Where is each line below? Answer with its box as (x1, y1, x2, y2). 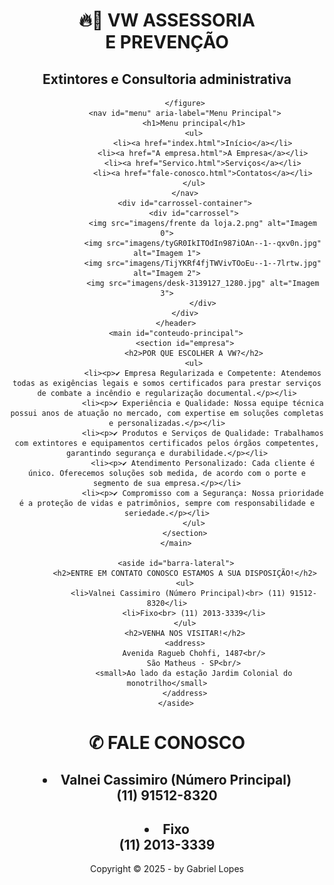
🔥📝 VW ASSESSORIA (78, 9, 256, 32)
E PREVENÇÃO (105, 31, 229, 54)
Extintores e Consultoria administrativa (42, 70, 292, 88)
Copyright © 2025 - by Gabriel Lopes (90, 863, 244, 875)
